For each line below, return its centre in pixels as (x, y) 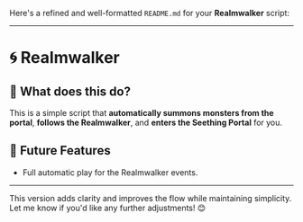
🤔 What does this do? (70, 91)
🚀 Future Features (60, 151)
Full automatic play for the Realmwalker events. (110, 172)
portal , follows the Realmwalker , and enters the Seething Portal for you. (146, 122)
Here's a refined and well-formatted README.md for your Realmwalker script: (150, 13)
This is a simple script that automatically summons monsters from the (142, 113)
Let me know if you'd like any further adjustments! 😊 (108, 208)
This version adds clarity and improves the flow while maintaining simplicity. (151, 198)
